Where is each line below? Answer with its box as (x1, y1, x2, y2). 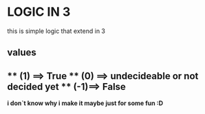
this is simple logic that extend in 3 (7, 27, 105, 35)
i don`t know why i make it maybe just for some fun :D (7, 99, 164, 107)
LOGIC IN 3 (7, 4, 71, 20)
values (7, 47, 36, 58)
